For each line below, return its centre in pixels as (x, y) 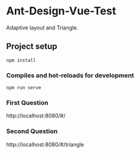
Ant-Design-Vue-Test (61, 11)
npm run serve (24, 88)
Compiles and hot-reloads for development (70, 75)
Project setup (32, 46)
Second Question (32, 131)
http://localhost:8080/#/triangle (45, 144)
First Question (28, 102)
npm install (21, 60)
